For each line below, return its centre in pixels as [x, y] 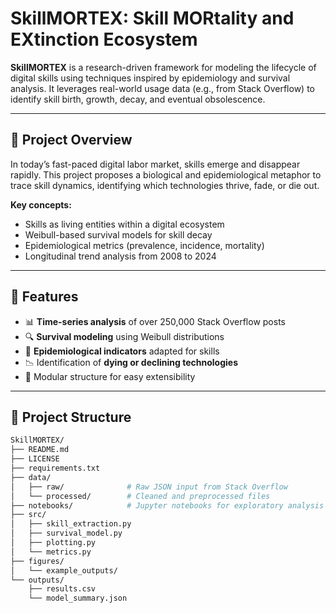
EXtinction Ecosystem [104, 39]
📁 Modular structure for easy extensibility [110, 376]
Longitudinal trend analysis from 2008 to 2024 [120, 256]
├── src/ [28, 515]
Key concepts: [41, 204]
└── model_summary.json [78, 598]
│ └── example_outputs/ [64, 570]
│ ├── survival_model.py [66, 533]
